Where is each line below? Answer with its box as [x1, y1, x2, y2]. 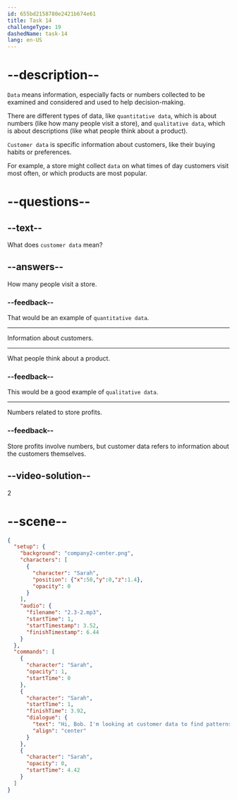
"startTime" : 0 [25, 674, 71, 682]
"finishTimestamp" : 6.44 [25, 628, 99, 636]
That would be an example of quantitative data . [7, 314, 150, 322]
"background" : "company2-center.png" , [20, 550, 134, 557]
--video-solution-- [7, 470, 91, 482]
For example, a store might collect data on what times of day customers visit [7, 162, 229, 170]
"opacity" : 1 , [25, 669, 68, 676]
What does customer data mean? [7, 241, 103, 249]
